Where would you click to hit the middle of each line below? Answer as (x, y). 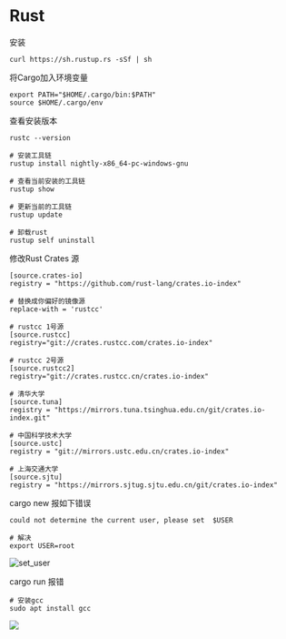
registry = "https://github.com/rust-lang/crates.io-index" (126, 283)
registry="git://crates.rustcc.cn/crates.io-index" (109, 376)
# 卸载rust (29, 232)
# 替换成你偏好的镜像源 (48, 301)
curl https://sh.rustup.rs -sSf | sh (81, 59)
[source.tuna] (36, 401)
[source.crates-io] (46, 275)
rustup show (32, 189)
